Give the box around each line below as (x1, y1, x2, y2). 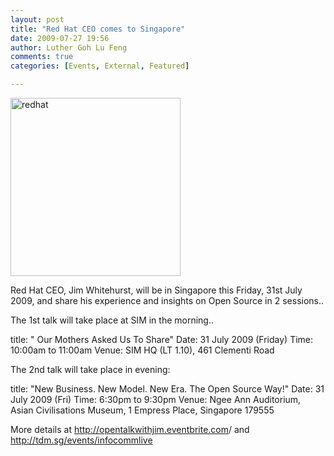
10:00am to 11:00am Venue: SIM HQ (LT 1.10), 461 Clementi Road (10, 344, 275, 356)
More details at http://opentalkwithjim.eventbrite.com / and (10, 424, 250, 435)
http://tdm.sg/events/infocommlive (10, 434, 153, 446)
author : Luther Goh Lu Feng (10, 42, 128, 53)
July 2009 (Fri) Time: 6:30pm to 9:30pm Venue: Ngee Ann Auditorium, (10, 394, 302, 405)
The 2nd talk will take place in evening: (10, 364, 171, 375)
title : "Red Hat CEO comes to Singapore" (10, 24, 186, 34)
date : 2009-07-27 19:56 (10, 33, 110, 43)
